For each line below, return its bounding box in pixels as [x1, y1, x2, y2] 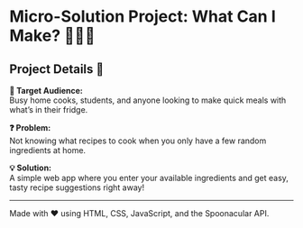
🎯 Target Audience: [9, 86, 84, 96]
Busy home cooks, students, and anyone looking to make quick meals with [9, 95, 287, 105]
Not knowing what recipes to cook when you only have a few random [9, 135, 267, 146]
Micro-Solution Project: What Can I [9, 6, 277, 27]
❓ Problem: [9, 123, 51, 132]
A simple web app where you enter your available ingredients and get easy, [9, 173, 289, 183]
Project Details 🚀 [9, 61, 105, 77]
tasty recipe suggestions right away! [9, 182, 145, 193]
